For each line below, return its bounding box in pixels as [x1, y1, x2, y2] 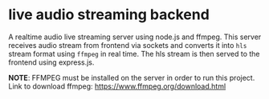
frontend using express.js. [8, 57, 95, 67]
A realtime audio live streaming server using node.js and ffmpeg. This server [8, 32, 262, 42]
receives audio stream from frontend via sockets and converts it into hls [8, 40, 247, 49]
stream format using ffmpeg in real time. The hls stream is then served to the [8, 49, 260, 58]
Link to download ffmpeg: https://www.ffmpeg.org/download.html [8, 81, 226, 91]
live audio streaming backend [8, 6, 210, 24]
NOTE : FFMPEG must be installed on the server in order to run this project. [8, 73, 255, 82]
